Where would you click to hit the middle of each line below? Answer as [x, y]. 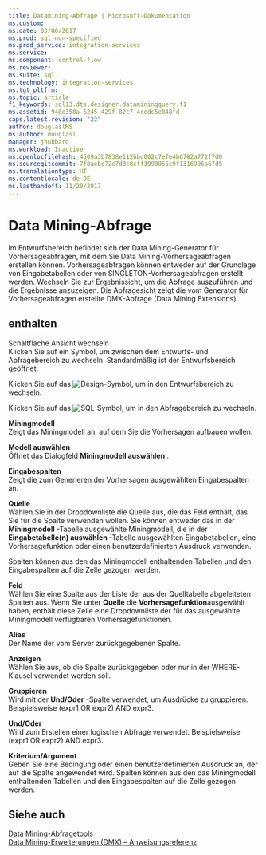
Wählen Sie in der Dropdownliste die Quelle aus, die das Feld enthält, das [128, 512]
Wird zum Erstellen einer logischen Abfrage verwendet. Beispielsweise [124, 731]
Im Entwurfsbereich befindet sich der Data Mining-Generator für [113, 247]
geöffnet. [23, 368]
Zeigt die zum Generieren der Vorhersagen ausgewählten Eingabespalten [129, 479]
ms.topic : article [39, 97]
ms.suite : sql [32, 75]
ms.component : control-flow [55, 61]
